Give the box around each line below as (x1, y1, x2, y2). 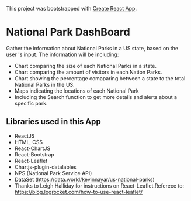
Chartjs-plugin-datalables (14, 163, 77, 171)
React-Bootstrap (14, 151, 54, 158)
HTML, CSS (14, 138, 43, 145)
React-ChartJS (14, 145, 51, 152)
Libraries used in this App (6, 117, 101, 127)
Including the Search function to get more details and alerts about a (14, 93, 177, 100)
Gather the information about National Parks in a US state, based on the (6, 45, 179, 52)
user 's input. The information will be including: (6, 51, 119, 58)
